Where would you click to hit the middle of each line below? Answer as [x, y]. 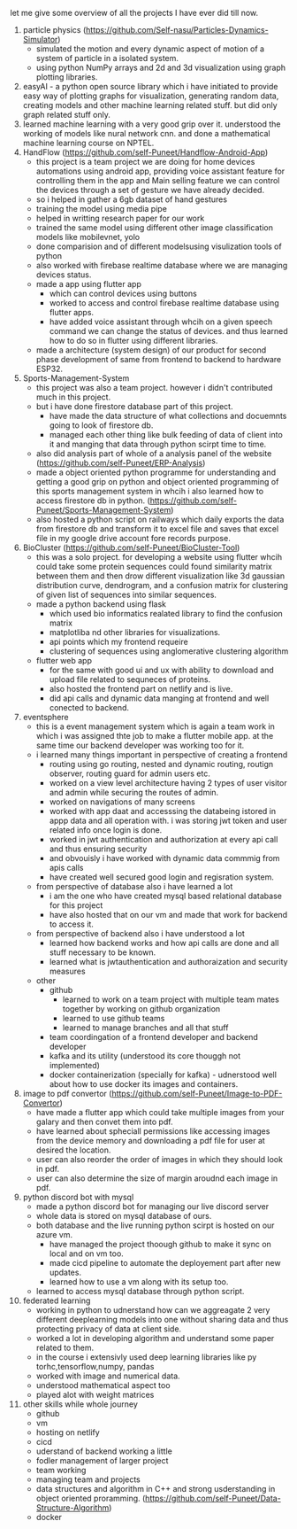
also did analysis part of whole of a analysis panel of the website [154, 454]
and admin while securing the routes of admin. [134, 792]
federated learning [57, 1300]
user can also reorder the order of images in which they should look [160, 1159]
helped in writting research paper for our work [120, 218]
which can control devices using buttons [123, 293]
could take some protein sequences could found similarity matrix [154, 567]
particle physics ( [54, 30]
